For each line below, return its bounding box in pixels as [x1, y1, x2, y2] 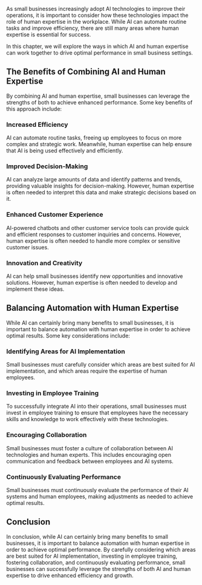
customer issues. [6, 243, 50, 251]
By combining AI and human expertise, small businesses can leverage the [6, 92, 190, 100]
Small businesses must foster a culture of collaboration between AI [6, 444, 174, 451]
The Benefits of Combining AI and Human [6, 67, 166, 77]
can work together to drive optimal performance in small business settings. [6, 49, 194, 56]
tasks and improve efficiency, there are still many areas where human [6, 24, 180, 32]
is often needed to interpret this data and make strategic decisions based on [6, 189, 197, 196]
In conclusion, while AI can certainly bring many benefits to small [6, 533, 168, 540]
